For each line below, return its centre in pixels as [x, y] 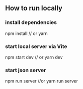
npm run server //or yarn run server [41, 81]
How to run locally [34, 8]
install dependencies [31, 22]
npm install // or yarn [27, 33]
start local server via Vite [36, 46]
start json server [26, 70]
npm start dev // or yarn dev [34, 57]
